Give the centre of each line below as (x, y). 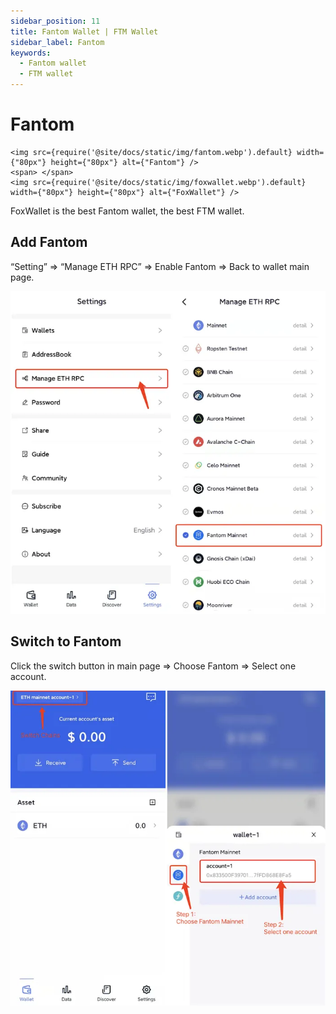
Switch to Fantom (66, 641)
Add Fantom (49, 242)
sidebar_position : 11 (55, 21)
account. (28, 676)
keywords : (31, 53)
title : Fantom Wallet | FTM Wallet (84, 31)
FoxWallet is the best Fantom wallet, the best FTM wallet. (127, 211)
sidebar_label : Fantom (57, 42)
